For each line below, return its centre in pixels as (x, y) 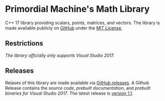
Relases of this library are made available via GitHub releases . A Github (77, 83)
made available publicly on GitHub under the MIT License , (64, 28)
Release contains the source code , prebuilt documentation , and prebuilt (78, 88)
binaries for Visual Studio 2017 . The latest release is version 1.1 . (69, 93)
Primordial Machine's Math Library (78, 9)
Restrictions (24, 44)
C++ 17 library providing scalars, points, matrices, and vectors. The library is (82, 23)
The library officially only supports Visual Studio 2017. (60, 55)
